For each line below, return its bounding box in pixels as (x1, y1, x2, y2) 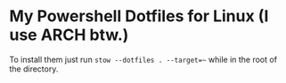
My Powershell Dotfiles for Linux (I (9, 6, 269, 26)
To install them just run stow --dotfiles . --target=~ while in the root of (9, 54, 278, 64)
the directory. (9, 64, 59, 74)
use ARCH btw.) (9, 25, 129, 45)
